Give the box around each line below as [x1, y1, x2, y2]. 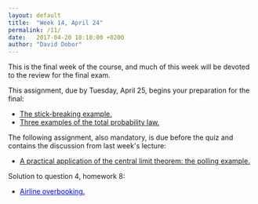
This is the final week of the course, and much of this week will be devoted [8, 62, 250, 71]
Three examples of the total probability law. [19, 118, 160, 127]
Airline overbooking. [19, 187, 85, 196]
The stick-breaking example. [19, 109, 112, 118]
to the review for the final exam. [8, 71, 111, 80]
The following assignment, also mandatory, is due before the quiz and [8, 133, 234, 142]
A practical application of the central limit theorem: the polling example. [19, 156, 251, 166]
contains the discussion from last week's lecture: [8, 141, 166, 151]
